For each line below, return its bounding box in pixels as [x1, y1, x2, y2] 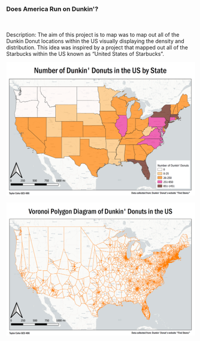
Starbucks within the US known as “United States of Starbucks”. [6, 50, 165, 58]
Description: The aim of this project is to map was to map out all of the [6, 31, 180, 38]
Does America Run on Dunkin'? [6, 5, 99, 13]
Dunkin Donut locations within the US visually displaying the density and [6, 38, 184, 45]
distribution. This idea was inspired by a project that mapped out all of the [6, 44, 189, 51]
